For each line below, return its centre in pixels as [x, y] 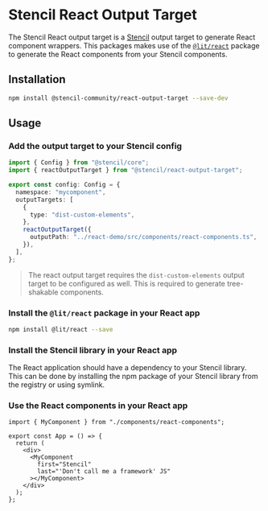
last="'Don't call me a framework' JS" [104, 472]
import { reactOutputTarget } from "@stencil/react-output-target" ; [126, 171]
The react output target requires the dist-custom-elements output [136, 274]
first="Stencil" [64, 464]
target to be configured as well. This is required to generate [126, 283]
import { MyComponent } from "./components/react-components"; [117, 422]
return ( [30, 443]
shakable [43, 292]
